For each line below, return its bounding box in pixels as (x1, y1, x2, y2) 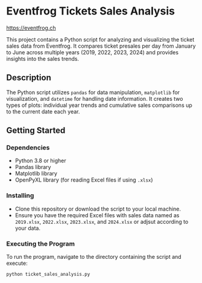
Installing (6, 191, 34, 200)
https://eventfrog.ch (6, 24, 56, 31)
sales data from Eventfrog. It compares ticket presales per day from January (6, 42, 196, 49)
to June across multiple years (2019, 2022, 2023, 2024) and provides (6, 48, 179, 56)
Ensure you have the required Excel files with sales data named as (14, 211, 180, 218)
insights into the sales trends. (6, 55, 80, 62)
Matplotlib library (14, 170, 57, 177)
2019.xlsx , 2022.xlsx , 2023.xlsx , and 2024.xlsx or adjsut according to (14, 218, 189, 225)
